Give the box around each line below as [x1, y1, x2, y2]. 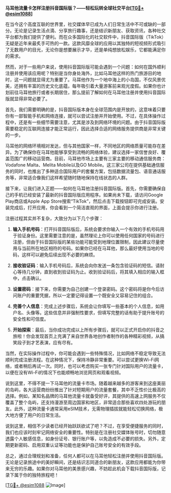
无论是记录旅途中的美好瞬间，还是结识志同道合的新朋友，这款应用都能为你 [5, 459, 161, 465]
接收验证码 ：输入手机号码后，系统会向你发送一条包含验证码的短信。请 [12, 262, 160, 268]
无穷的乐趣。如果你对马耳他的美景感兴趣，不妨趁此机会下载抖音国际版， [9, 465, 161, 472]
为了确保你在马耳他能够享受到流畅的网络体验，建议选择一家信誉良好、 [14, 149, 161, 155]
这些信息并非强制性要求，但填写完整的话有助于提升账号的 [44, 310, 164, 315]
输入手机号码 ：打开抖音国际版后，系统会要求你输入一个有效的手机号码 [12, 226, 160, 232]
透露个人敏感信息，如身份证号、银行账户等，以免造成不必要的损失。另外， [5, 435, 161, 442]
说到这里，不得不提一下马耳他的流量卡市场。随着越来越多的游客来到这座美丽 [5, 380, 166, 386]
